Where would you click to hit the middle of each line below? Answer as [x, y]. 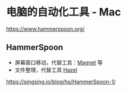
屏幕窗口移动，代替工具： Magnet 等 [58, 62]
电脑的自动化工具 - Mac [64, 12]
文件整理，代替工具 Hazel [46, 70]
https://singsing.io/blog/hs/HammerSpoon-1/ [61, 82]
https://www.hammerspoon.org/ [45, 29]
